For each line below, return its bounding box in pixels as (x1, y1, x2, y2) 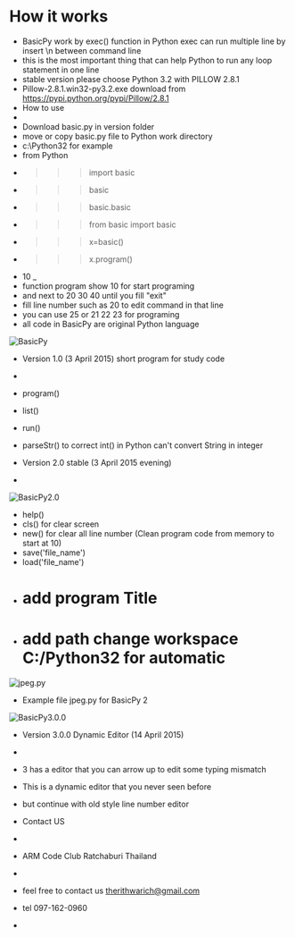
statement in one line (21, 64, 100, 75)
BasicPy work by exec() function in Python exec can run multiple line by (21, 36, 286, 46)
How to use (21, 102, 65, 113)
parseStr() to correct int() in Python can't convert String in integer (21, 440, 264, 451)
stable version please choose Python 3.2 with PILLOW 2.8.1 (21, 73, 240, 84)
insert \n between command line (21, 45, 142, 55)
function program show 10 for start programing (21, 280, 195, 291)
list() (21, 405, 39, 416)
